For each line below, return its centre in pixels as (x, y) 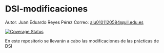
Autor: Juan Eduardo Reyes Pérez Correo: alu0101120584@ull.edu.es (74, 22)
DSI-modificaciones (46, 9)
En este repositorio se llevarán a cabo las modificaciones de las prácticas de (82, 41)
